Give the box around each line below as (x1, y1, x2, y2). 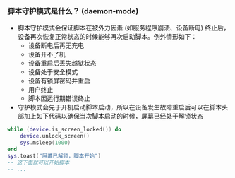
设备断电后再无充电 (28, 41, 85, 50)
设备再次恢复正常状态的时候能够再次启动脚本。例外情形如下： (17, 32, 198, 41)
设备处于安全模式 (28, 68, 78, 76)
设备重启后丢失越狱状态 (28, 59, 97, 68)
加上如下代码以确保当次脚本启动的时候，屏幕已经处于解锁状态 (23, 112, 203, 121)
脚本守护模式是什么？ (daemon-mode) (7, 6, 139, 16)
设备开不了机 (28, 50, 66, 59)
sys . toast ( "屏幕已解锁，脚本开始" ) (7, 152, 102, 160)
